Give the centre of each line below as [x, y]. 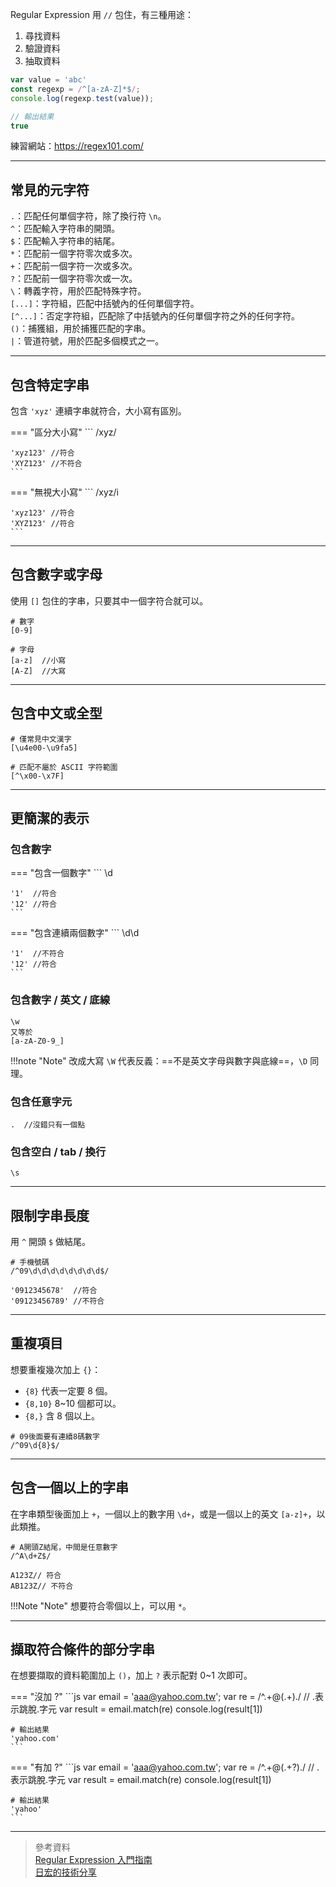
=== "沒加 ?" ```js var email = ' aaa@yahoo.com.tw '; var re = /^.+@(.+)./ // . [162, 1697]
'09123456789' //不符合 [57, 1301]
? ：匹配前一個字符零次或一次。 [74, 279]
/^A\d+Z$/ [31, 1556]
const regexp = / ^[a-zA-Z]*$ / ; [75, 89]
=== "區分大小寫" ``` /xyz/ [63, 432]
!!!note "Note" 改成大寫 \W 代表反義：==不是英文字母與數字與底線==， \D [159, 1060]
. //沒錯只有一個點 [48, 1124]
